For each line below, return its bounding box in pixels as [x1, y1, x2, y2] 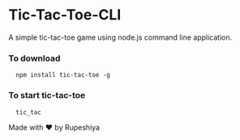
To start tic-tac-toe [8, 90, 86, 101]
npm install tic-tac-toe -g [15, 71, 111, 79]
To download [8, 53, 61, 64]
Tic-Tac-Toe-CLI [8, 6, 122, 24]
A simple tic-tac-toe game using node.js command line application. [8, 32, 233, 42]
